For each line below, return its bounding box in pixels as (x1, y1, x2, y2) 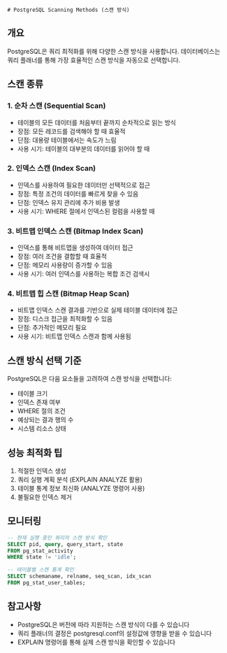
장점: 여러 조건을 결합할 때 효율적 (17, 252, 107, 261)
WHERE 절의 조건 (17, 407, 66, 415)
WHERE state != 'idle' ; (7, 554, 77, 561)
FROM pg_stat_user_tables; (7, 580, 86, 587)
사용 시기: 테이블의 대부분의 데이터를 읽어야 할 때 (17, 144, 150, 152)
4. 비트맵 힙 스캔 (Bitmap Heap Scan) (7, 289, 130, 299)
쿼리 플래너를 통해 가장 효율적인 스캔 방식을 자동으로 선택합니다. (7, 55, 181, 64)
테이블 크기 (17, 389, 48, 398)
